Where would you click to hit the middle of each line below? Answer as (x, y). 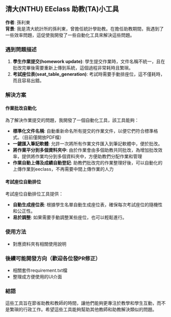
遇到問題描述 (21, 49)
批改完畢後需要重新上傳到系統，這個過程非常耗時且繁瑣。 (73, 68)
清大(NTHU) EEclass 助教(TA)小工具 (62, 9)
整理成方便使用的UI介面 (37, 277)
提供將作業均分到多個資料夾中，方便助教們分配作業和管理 (82, 156)
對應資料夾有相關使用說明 (39, 244)
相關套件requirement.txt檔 (40, 270)
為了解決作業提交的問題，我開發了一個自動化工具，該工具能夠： (72, 120)
